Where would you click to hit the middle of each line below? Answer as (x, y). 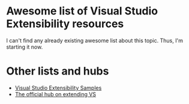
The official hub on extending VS (55, 94)
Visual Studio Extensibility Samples (58, 88)
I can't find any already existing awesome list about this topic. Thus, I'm (94, 40)
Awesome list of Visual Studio (82, 11)
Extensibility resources (65, 24)
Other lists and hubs (58, 71)
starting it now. (25, 47)
